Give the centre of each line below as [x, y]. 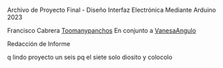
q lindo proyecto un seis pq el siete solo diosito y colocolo [90, 57]
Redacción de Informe [39, 44]
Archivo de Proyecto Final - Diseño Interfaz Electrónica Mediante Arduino [111, 10]
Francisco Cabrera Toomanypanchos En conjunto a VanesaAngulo [101, 31]
